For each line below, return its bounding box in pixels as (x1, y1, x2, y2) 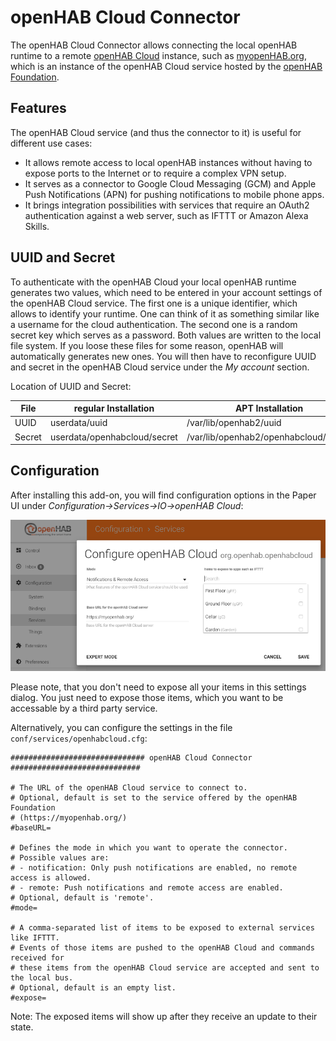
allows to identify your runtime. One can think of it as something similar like (10, 307, 320, 320)
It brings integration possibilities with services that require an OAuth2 (24, 199, 310, 211)
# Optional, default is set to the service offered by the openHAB (10, 792, 298, 803)
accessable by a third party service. (10, 702, 158, 714)
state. (10, 1021, 34, 1033)
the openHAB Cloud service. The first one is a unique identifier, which (10, 297, 298, 309)
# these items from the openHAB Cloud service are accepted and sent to (10, 962, 320, 973)
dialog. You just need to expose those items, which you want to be (10, 691, 284, 703)
